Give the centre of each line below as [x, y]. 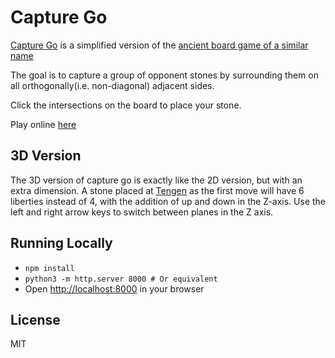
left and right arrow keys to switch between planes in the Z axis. [142, 212]
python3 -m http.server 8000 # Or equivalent [121, 279]
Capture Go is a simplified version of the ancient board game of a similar [159, 45]
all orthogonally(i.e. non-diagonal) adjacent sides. [112, 85]
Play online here [43, 124]
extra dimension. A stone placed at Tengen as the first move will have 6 [157, 190]
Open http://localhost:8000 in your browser [114, 288]
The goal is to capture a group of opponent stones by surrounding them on [164, 75]
